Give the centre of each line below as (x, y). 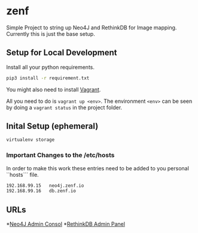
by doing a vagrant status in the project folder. (64, 107)
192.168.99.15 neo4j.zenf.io (45, 186)
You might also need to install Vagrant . (54, 89)
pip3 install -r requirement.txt (48, 78)
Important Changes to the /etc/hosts (60, 155)
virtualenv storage (31, 140)
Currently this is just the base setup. (51, 33)
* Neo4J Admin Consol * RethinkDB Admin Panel (66, 224)
